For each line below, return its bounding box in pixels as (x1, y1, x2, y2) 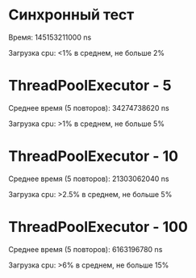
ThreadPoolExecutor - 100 (8, 218, 188, 236)
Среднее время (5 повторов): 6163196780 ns (8, 244, 163, 254)
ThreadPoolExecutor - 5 (8, 77, 172, 95)
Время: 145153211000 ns (8, 32, 92, 42)
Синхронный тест (8, 6, 135, 24)
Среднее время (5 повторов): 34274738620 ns (8, 103, 169, 112)
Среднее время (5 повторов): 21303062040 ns (8, 174, 169, 183)
